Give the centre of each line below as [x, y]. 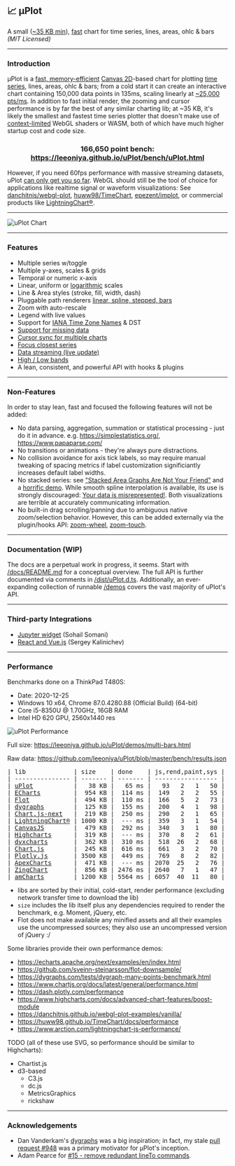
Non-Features [31, 391]
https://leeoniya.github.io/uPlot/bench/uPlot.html [117, 158]
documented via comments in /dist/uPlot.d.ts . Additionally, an [95, 580]
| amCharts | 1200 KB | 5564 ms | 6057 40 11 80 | [116, 876]
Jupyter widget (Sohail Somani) [63, 634]
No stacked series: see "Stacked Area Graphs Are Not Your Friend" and [120, 480]
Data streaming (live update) [58, 352]
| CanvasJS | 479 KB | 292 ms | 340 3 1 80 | [116, 827]
